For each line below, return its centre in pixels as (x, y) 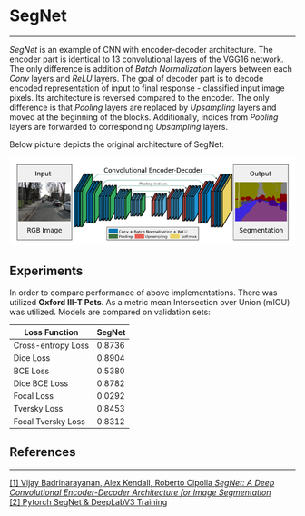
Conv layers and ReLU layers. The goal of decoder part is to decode (137, 78)
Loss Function (51, 332)
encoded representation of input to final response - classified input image (147, 88)
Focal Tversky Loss (49, 421)
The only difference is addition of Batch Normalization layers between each (151, 68)
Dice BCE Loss (41, 383)
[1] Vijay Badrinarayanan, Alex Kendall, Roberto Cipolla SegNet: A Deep (142, 482)
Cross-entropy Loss (51, 345)
